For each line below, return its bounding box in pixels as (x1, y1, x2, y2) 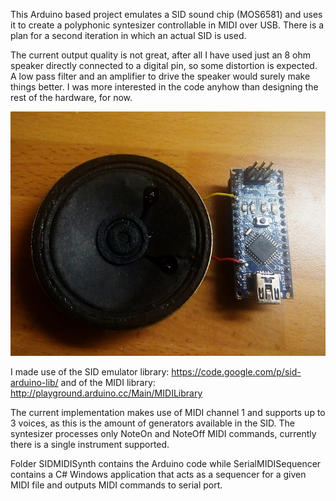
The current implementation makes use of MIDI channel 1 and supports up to (10, 406, 326, 418)
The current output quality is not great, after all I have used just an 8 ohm (10, 49, 311, 61)
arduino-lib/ (10, 376, 59, 388)
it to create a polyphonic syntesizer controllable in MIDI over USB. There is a (10, 19, 325, 31)
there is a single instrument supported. (10, 438, 170, 450)
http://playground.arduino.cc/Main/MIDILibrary (10, 387, 203, 399)
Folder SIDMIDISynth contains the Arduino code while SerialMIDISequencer (10, 457, 322, 469)
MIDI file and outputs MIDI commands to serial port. (10, 479, 223, 491)
